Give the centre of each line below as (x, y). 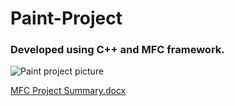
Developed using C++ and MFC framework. (117, 50)
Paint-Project (66, 18)
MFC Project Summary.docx (68, 91)
